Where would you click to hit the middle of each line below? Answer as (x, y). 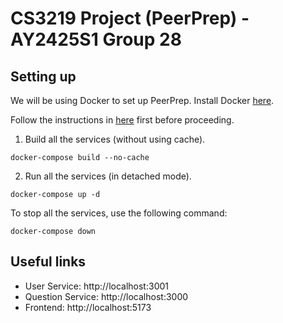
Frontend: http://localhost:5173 (88, 307)
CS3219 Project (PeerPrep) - (130, 18)
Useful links (48, 262)
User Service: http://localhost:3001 (96, 286)
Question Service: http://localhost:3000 (106, 296)
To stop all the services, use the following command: (119, 213)
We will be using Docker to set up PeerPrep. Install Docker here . (142, 100)
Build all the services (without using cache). (115, 139)
